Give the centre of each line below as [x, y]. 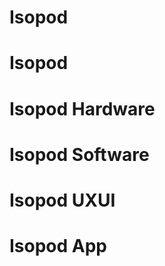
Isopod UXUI [62, 200]
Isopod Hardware [82, 108]
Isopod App [58, 246]
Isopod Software [79, 154]
